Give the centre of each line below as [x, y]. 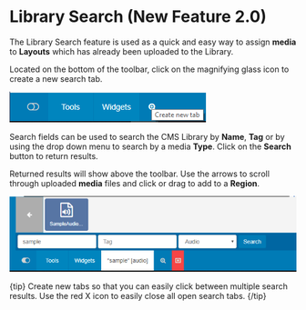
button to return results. [54, 155]
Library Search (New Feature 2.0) [138, 17]
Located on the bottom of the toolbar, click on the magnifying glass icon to [149, 69]
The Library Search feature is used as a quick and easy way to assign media [153, 42]
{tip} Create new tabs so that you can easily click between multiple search [149, 286]
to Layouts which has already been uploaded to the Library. [122, 51]
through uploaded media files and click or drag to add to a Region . [135, 183]
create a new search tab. [56, 78]
